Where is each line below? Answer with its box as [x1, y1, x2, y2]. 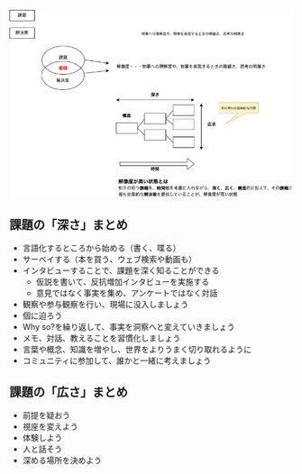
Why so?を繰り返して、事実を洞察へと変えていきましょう [22, 322, 235, 333]
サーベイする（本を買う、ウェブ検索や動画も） [22, 254, 197, 265]
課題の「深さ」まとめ [9, 217, 128, 232]
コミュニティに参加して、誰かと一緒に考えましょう [22, 355, 212, 366]
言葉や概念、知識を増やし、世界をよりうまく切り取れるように [22, 344, 252, 355]
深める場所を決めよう [22, 455, 102, 466]
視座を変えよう [22, 421, 78, 433]
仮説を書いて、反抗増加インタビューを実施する [35, 277, 210, 287]
